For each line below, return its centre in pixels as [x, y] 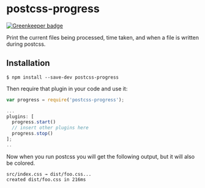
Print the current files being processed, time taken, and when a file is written [102, 37]
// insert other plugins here [50, 128]
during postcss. [26, 44]
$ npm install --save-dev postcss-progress [63, 77]
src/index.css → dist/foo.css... [49, 174]
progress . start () [34, 122]
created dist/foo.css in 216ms [46, 179]
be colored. [21, 163]
